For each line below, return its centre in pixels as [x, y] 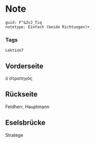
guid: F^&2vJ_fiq [24, 22]
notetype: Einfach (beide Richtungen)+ [47, 27]
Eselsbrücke [25, 123]
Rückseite [22, 94]
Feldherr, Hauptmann [27, 106]
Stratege [14, 135]
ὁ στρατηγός [19, 78]
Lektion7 [14, 51]
